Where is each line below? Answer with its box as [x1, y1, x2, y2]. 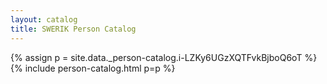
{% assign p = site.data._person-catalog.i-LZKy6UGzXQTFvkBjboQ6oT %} [10, 51, 318, 63]
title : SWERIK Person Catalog [10, 24, 137, 34]
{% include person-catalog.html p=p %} [10, 62, 176, 74]
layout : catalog [10, 14, 78, 25]
